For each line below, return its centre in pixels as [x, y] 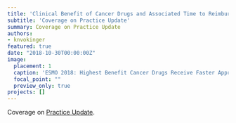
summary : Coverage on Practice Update [64, 27]
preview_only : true [42, 86]
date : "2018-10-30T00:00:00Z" [52, 53]
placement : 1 [33, 66]
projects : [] [26, 92]
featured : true [29, 46]
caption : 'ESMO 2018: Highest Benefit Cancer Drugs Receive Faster [114, 72]
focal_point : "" [37, 79]
